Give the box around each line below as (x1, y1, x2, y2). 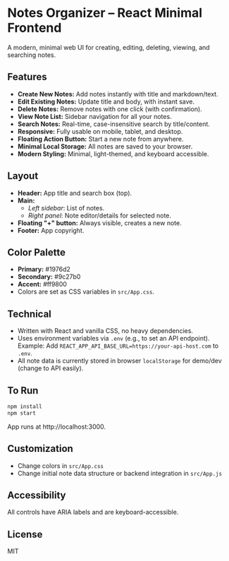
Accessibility (7, 489, 66, 501)
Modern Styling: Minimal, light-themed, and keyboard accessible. (17, 149, 209, 158)
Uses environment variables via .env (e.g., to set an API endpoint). (17, 334, 210, 343)
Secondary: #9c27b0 (17, 272, 81, 281)
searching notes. (7, 51, 56, 59)
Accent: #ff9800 (17, 280, 67, 289)
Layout (7, 170, 39, 182)
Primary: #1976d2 (17, 265, 70, 274)
